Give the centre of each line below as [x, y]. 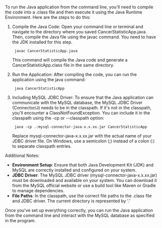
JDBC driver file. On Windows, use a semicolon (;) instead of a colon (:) [83, 141]
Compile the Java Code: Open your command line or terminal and [78, 27]
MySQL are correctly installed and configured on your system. [74, 170]
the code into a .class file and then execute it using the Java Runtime [74, 12]
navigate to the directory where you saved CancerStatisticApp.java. [79, 32]
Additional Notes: [22, 155]
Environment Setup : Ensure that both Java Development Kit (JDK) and [83, 165]
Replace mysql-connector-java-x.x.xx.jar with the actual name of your [82, 136]
